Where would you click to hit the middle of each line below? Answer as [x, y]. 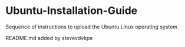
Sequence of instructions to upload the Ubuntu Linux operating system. [92, 27]
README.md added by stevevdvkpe [49, 38]
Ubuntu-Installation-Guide [72, 11]
